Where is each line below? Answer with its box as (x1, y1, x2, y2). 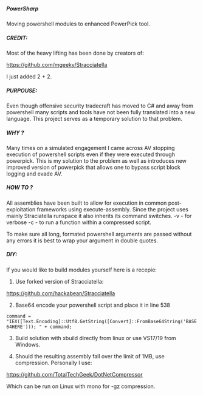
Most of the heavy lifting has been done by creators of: (6, 49, 144, 56)
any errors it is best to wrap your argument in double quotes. (6, 237, 159, 244)
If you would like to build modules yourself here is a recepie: (6, 266, 157, 273)
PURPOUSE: (6, 87, 38, 94)
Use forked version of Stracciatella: (15, 278, 104, 285)
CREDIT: (6, 34, 28, 41)
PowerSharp (6, 5, 39, 12)
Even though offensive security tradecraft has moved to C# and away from (6, 102, 193, 109)
